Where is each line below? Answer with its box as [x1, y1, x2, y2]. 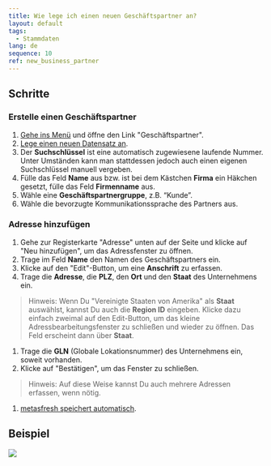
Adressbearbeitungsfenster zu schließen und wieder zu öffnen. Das [28, 322, 255, 331]
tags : [8, 27, 27, 35]
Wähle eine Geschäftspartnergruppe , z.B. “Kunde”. [19, 190, 193, 199]
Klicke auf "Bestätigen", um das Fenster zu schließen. [19, 363, 200, 373]
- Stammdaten [15, 34, 60, 43]
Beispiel [8, 427, 50, 441]
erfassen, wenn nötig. [28, 387, 101, 397]
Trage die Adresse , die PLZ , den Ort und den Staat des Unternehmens [19, 271, 257, 281]
